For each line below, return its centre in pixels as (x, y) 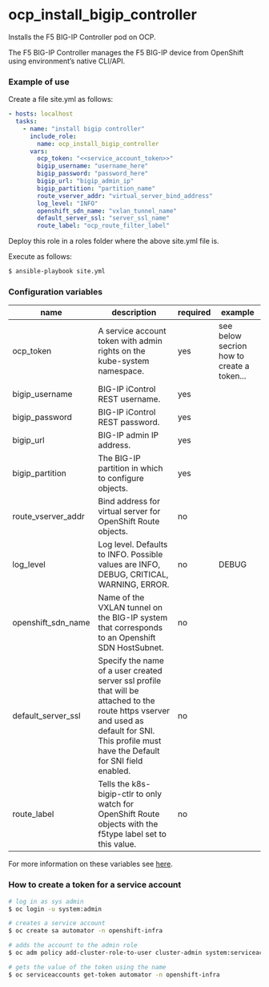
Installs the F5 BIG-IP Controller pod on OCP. (82, 37)
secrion (233, 346)
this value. (117, 844)
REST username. (129, 399)
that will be (118, 691)
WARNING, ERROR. (134, 585)
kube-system (124, 361)
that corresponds (130, 628)
